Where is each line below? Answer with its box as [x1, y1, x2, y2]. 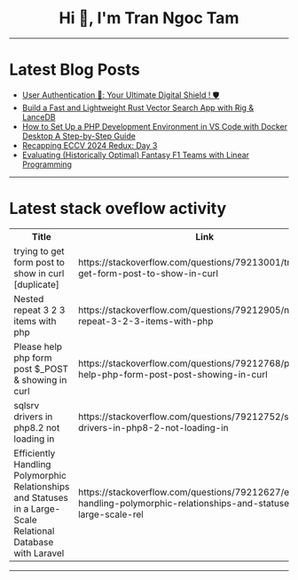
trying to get [13, 244, 65, 257]
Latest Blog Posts [9, 60, 140, 80]
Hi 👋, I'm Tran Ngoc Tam [59, 8, 239, 28]
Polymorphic [13, 469, 67, 481]
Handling [13, 457, 51, 470]
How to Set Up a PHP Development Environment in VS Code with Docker [21, 121, 288, 131]
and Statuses [13, 491, 69, 504]
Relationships [13, 480, 70, 492]
